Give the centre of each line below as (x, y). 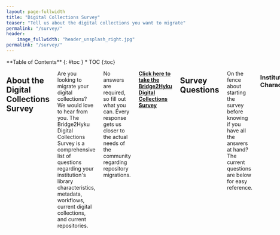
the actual (115, 137)
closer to (114, 130)
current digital (74, 206)
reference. (240, 187)
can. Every (116, 112)
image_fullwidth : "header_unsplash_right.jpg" (76, 39)
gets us (112, 124)
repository (116, 168)
